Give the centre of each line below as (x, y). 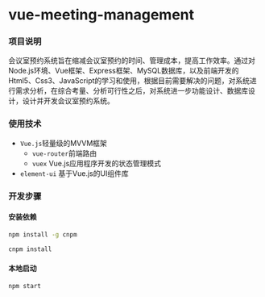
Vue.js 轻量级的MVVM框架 (63, 143)
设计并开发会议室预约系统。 (68, 101)
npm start (25, 286)
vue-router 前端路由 (64, 153)
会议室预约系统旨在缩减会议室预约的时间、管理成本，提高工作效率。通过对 (132, 61)
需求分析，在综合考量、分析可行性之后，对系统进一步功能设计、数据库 (131, 91)
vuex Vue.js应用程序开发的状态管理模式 (97, 163)
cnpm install (30, 249)
